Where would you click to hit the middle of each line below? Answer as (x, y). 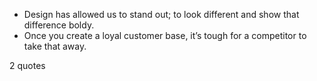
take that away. (55, 46)
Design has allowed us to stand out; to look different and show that (161, 14)
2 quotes (27, 65)
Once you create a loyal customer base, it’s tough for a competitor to (165, 35)
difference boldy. (59, 25)
